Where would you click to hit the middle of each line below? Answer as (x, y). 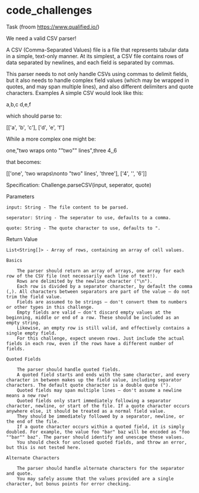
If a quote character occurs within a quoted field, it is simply (101, 426)
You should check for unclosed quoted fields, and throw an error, (102, 442)
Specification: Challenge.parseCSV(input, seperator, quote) (79, 185)
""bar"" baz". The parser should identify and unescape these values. (95, 437)
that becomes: (24, 162)
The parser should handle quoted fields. (69, 369)
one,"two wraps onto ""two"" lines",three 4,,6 (61, 150)
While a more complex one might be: (51, 139)
